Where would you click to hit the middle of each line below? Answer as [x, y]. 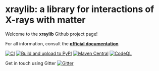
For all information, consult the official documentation [62, 43]
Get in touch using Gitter [31, 63]
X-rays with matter [45, 20]
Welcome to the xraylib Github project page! [51, 34]
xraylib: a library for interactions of [80, 9]
